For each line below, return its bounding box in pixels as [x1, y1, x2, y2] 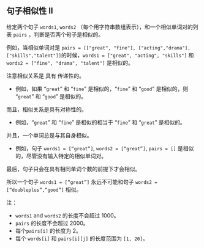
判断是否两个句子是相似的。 [33, 31, 104, 38]
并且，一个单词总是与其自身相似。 [6, 131, 93, 139]
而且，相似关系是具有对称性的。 [6, 106, 87, 113]
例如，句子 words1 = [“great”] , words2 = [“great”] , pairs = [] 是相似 [15, 144, 194, 151]
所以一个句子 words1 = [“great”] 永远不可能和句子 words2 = [6, 178, 157, 185]
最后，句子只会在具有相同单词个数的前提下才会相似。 [6, 165, 141, 172]
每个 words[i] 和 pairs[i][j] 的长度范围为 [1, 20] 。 [15, 235, 148, 242]
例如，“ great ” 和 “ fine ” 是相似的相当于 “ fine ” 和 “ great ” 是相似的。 [15, 119, 186, 126]
